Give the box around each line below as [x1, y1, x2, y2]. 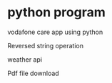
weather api [7, 55, 43, 64]
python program [7, 4, 106, 21]
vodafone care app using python [7, 28, 103, 36]
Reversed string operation [7, 41, 84, 50]
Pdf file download [7, 69, 59, 77]
